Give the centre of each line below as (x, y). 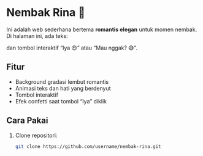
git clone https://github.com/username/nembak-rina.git (88, 146)
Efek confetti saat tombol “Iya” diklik (61, 101)
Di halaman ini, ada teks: (37, 35)
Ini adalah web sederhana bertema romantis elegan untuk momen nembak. (102, 29)
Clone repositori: (36, 135)
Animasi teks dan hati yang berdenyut (63, 88)
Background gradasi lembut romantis (62, 81)
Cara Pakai (27, 121)
